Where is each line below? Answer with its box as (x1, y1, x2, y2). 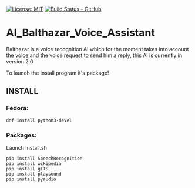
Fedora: (6, 104, 29, 112)
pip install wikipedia (6, 160, 62, 167)
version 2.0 (6, 58, 33, 65)
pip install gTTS (6, 166, 49, 172)
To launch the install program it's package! (6, 69, 109, 76)
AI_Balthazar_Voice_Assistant (6, 26, 156, 39)
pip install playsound (6, 171, 62, 177)
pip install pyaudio (6, 176, 57, 182)
